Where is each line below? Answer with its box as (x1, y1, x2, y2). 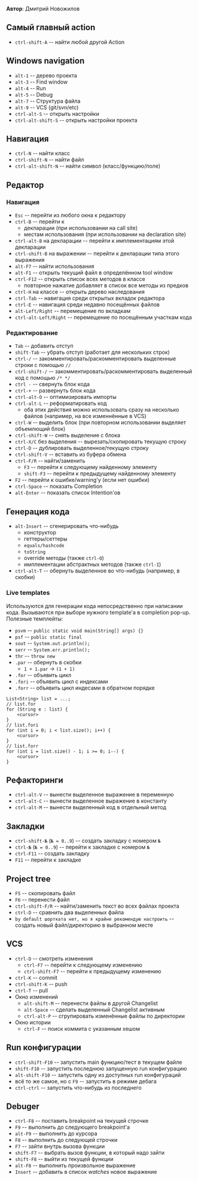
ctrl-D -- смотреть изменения (14, 955, 93, 962)
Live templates (6, 589, 50, 597)
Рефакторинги (6, 775, 64, 785)
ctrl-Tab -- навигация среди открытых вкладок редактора (14, 294, 165, 302)
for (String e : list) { (6, 706, 68, 712)
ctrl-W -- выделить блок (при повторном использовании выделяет (14, 419, 187, 426)
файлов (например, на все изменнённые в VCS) (23, 413, 147, 420)
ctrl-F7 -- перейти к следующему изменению (23, 961, 142, 968)
